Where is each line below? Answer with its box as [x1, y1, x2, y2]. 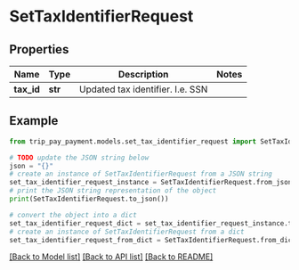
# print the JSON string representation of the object [9, 186, 217, 195]
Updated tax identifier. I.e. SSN [78, 83, 208, 95]
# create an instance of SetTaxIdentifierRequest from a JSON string [9, 169, 273, 179]
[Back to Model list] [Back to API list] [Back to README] [9, 251, 214, 262]
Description [117, 69, 169, 80]
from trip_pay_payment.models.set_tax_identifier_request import [9, 136, 256, 146]
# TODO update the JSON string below [9, 153, 149, 162]
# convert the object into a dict [9, 210, 138, 219]
